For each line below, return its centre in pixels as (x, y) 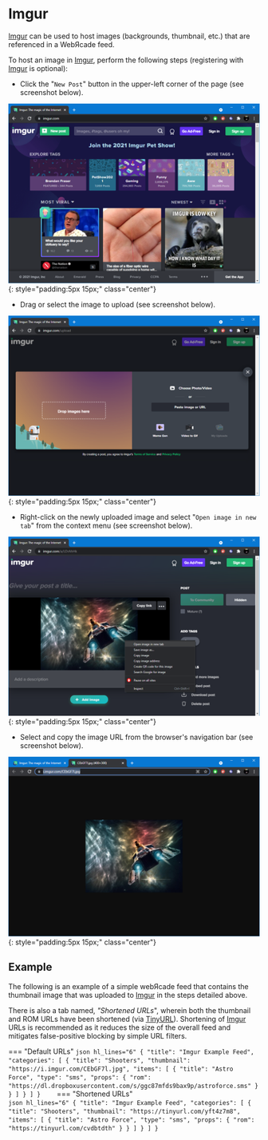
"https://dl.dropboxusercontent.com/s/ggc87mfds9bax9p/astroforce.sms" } (134, 1086)
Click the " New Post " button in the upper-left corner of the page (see (132, 84)
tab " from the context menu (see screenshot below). (106, 525)
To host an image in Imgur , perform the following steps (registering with (126, 60)
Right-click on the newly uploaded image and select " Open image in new (138, 517)
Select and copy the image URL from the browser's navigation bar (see (136, 737)
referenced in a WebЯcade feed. (61, 44)
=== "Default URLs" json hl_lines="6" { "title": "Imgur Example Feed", (131, 1051)
